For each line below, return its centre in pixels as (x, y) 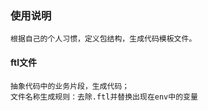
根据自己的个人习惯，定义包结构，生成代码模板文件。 (103, 39)
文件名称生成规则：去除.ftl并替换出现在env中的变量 (104, 97)
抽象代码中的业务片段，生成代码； (70, 86)
